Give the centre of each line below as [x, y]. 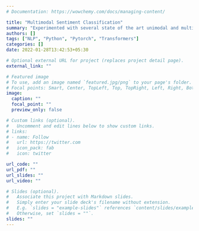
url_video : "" [24, 181]
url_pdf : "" [21, 169]
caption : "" [26, 99]
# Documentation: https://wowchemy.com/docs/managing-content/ [86, 12]
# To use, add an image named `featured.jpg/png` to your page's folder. [99, 82]
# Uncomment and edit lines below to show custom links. [81, 126]
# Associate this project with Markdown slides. [70, 197]
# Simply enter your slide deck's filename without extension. [88, 203]
